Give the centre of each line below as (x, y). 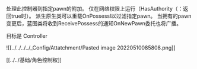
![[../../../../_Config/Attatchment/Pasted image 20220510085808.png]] (91, 48)
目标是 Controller (27, 36)
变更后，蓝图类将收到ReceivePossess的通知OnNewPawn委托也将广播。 (94, 23)
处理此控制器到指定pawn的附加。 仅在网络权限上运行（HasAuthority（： (95, 9)
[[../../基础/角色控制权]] (34, 60)
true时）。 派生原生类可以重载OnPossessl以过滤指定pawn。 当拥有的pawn (101, 16)
